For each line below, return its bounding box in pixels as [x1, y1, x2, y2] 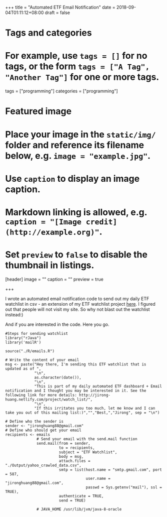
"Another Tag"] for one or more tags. [5, 71, 159, 83]
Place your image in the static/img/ [5, 128, 156, 140]
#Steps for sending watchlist [5, 331, 68, 336]
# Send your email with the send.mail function [36, 436, 137, 441]
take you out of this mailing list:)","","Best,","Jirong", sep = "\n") [5, 410, 160, 415]
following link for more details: [5, 393, 77, 398]
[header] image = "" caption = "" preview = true [5, 276, 103, 282]
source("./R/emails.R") [5, 348, 55, 353]
